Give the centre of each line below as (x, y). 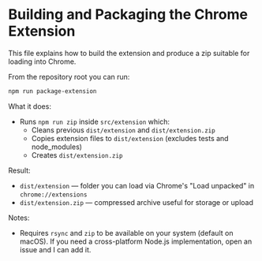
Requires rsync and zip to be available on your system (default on (126, 233)
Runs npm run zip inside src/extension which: (94, 121)
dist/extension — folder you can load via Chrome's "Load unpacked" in (137, 185)
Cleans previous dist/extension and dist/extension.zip (123, 130)
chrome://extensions (53, 195)
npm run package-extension (52, 91)
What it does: (30, 106)
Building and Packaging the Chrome (128, 15)
